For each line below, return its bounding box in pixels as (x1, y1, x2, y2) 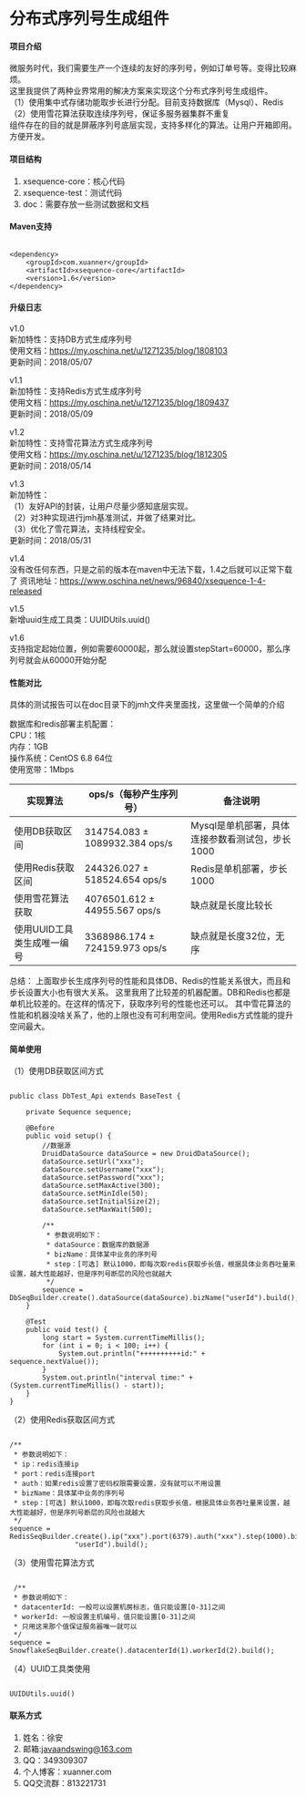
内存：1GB (9, 741, 48, 752)
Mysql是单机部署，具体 (190, 820, 290, 832)
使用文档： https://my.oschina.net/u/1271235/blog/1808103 (9, 346, 228, 356)
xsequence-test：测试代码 (22, 187, 123, 198)
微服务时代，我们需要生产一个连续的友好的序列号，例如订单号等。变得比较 (9, 63, 289, 74)
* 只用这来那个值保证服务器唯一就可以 (13, 1622, 138, 1632)
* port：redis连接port (13, 1470, 96, 1479)
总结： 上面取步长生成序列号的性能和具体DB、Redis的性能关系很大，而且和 (9, 976, 291, 986)
